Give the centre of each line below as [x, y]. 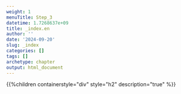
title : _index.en [28, 28]
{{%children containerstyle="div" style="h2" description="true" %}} [91, 84]
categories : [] [25, 51]
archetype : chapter [31, 62]
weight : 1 [19, 12]
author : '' [20, 34]
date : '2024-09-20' [31, 40]
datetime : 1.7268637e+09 [37, 23]
